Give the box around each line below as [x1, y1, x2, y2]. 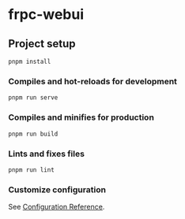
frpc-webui [8, 6, 85, 24]
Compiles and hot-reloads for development [8, 76, 178, 87]
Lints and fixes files [8, 148, 85, 159]
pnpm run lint [8, 165, 55, 174]
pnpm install [8, 58, 51, 65]
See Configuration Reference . [8, 202, 105, 212]
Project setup [8, 37, 77, 50]
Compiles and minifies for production [8, 112, 154, 123]
